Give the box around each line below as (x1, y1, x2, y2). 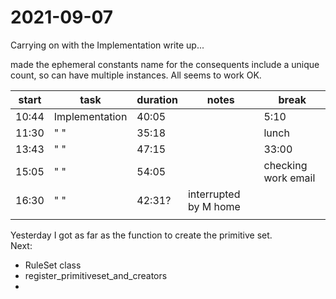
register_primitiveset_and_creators (24, 269, 168, 281)
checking (263, 158, 308, 172)
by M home (187, 199, 241, 213)
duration (136, 92, 178, 106)
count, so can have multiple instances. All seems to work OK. (10, 69, 262, 81)
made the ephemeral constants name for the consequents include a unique (10, 58, 320, 70)
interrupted (187, 187, 241, 201)
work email (263, 171, 316, 185)
